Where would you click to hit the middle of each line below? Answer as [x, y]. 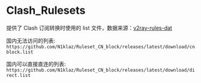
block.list [20, 52]
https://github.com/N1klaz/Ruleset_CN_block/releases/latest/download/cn [101, 47]
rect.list [19, 75]
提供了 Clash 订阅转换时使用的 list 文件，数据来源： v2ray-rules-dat [89, 28]
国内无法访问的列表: [31, 40]
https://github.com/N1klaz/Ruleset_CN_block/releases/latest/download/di [101, 70]
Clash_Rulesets [46, 11]
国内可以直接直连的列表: [36, 64]
